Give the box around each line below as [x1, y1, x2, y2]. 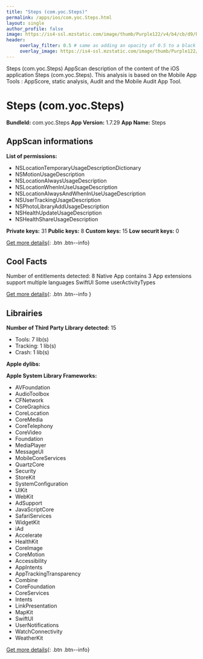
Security [14, 467, 36, 475]
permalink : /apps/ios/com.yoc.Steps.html [6, 15, 112, 21]
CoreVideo [14, 429, 42, 436]
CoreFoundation [14, 583, 56, 590]
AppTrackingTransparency [14, 570, 81, 577]
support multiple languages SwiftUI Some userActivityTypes [6, 279, 156, 286]
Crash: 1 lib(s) [14, 349, 50, 356]
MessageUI [14, 448, 44, 455]
